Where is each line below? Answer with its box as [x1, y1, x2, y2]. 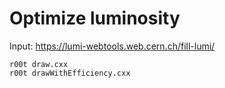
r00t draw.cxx [9, 59, 69, 69]
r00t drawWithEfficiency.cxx [9, 68, 131, 78]
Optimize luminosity [9, 7, 181, 30]
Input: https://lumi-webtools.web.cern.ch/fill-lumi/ [9, 40, 216, 52]
